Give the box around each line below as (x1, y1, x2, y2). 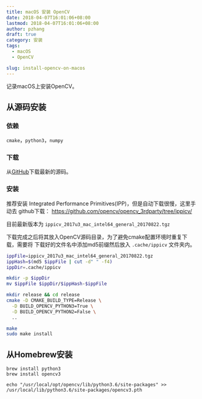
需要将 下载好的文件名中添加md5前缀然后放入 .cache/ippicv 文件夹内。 (16, 240, 196, 248)
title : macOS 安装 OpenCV (6, 9, 70, 15)
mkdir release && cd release (6, 292, 80, 298)
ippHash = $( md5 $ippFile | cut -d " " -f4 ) (6, 259, 113, 265)
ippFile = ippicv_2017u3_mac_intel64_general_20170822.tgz (6, 253, 153, 259)
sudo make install (6, 331, 53, 337)
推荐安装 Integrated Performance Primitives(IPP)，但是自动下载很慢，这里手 (6, 200, 196, 207)
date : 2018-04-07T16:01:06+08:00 (6, 15, 91, 21)
